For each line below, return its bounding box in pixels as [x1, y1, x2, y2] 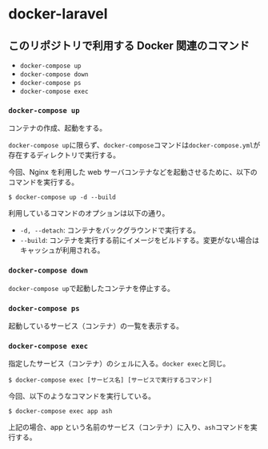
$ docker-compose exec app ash [8, 407, 113, 415]
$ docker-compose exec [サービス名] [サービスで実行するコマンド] [8, 376, 213, 385]
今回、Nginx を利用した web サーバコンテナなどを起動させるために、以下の [8, 168, 258, 177]
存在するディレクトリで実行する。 [8, 150, 121, 160]
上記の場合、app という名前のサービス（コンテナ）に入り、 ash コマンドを [8, 423, 250, 432]
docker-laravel [8, 5, 108, 23]
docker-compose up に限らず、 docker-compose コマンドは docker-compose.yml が [8, 140, 261, 150]
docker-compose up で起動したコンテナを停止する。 [8, 283, 174, 293]
